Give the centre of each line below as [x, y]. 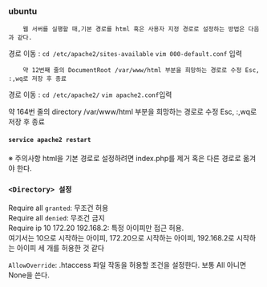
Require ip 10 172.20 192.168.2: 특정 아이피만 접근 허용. [96, 228]
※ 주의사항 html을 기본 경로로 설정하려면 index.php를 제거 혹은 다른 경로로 [125, 158]
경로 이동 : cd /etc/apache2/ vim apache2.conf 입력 [90, 95]
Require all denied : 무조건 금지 [57, 217]
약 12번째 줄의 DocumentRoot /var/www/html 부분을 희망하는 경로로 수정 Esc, [141, 71]
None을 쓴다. [29, 275]
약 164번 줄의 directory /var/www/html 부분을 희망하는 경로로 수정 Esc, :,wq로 [133, 112]
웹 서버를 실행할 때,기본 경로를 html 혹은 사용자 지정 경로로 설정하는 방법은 [134, 30]
